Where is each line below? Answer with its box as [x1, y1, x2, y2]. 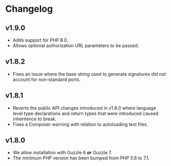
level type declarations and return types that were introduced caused [12, 110, 159, 116]
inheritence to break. [12, 116, 57, 122]
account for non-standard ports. [12, 76, 81, 82]
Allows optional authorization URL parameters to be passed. [12, 43, 139, 49]
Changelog [5, 3, 53, 15]
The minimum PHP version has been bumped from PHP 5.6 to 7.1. [12, 155, 150, 161]
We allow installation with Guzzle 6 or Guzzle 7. [12, 150, 112, 156]
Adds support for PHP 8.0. [12, 37, 68, 43]
